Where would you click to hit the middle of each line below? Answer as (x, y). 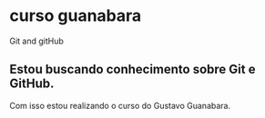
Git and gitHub (36, 41)
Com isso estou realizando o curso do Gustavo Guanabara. (120, 105)
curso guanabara (76, 16)
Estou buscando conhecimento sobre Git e (132, 69)
